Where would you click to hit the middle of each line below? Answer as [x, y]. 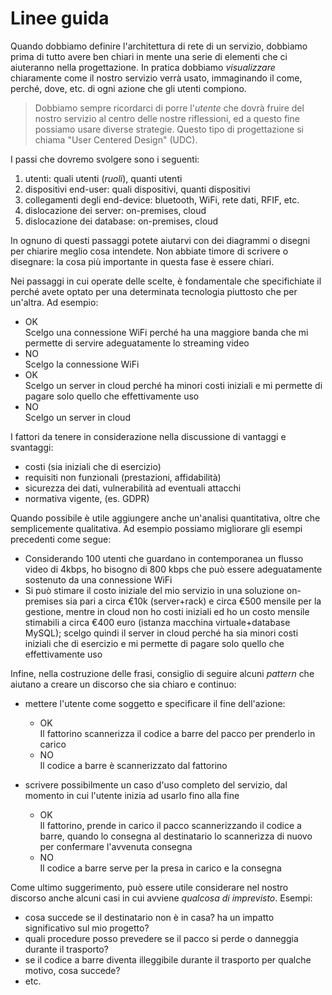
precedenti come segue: [61, 539]
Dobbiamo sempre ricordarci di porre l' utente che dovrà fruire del [169, 108]
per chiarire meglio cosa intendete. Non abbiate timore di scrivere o [149, 251]
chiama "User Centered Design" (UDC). [116, 139]
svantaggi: [32, 447]
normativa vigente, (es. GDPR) [87, 498]
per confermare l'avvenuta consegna [116, 846]
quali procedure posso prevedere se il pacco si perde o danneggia [161, 938]
